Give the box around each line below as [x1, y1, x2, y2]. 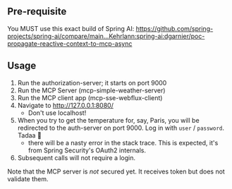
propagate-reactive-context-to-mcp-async [7, 39, 133, 48]
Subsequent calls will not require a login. [17, 153, 136, 161]
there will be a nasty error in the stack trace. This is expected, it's [28, 138, 219, 147]
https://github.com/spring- [135, 24, 214, 32]
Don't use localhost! [28, 109, 87, 117]
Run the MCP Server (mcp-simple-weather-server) [17, 86, 166, 94]
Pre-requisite [7, 6, 67, 18]
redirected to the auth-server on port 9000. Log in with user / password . [17, 123, 224, 132]
